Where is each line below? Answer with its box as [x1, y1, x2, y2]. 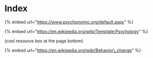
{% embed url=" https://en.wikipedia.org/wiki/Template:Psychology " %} [4, 28, 148, 34]
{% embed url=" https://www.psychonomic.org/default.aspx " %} [4, 19, 134, 25]
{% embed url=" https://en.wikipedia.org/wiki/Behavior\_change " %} [4, 47, 141, 53]
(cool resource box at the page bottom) [4, 38, 84, 44]
